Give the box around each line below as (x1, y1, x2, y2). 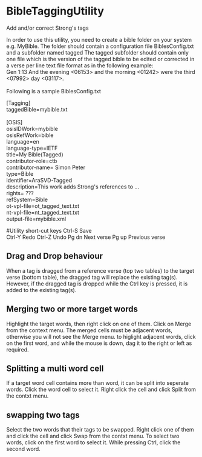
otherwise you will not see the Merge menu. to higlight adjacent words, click (6, 333, 197, 340)
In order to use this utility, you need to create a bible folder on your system (6, 36, 192, 43)
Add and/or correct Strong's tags (6, 24, 89, 32)
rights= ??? (6, 189, 34, 196)
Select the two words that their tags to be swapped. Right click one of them (6, 426, 195, 433)
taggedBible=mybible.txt (6, 105, 68, 113)
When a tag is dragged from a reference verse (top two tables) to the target (6, 267, 195, 274)
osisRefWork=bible (6, 132, 54, 139)
